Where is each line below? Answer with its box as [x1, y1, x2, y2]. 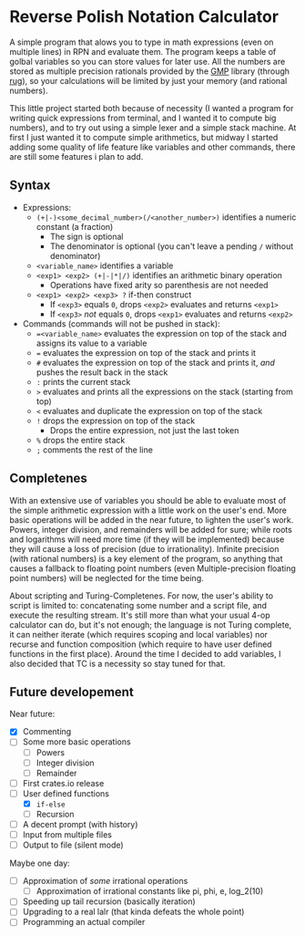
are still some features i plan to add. [9, 151, 144, 161]
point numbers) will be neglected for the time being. [9, 572, 205, 583]
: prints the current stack [36, 376, 131, 387]
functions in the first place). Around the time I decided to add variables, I [9, 648, 281, 659]
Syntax [9, 178, 51, 193]
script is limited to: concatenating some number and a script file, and [9, 599, 267, 610]
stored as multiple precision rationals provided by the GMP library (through [9, 66, 290, 77]
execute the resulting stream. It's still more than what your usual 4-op [9, 609, 270, 620]
